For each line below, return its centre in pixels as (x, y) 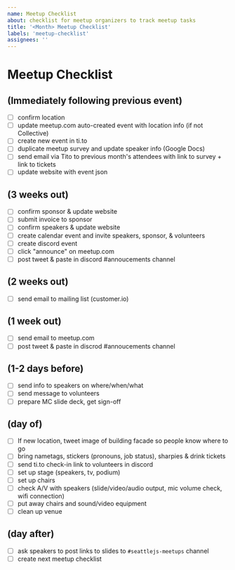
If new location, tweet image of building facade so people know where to (123, 441)
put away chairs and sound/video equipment (82, 503)
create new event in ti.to (52, 141)
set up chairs (36, 480)
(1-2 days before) (46, 369)
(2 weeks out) (38, 282)
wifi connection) (41, 495)
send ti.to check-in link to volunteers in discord (85, 464)
